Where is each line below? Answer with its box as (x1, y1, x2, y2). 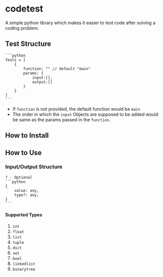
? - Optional (5, 175, 33, 180)
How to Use (5, 148, 42, 157)
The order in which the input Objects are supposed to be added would (12, 111, 159, 117)
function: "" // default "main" (23, 66, 91, 71)
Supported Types (5, 212, 43, 218)
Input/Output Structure (5, 163, 63, 170)
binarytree (12, 267, 36, 272)
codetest (5, 3, 44, 15)
